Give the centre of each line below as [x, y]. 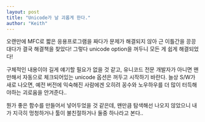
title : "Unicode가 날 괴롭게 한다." [48, 18]
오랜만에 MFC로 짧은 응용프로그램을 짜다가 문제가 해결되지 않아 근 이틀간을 [95, 41]
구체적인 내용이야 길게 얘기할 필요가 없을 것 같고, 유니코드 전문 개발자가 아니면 [99, 70]
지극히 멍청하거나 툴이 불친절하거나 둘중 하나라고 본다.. [78, 113]
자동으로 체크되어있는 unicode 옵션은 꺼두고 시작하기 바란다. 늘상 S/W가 [109, 77]
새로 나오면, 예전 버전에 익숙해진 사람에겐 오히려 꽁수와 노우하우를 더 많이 [94, 85]
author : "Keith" [27, 23]
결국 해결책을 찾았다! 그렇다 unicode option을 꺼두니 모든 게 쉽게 [100, 49]
